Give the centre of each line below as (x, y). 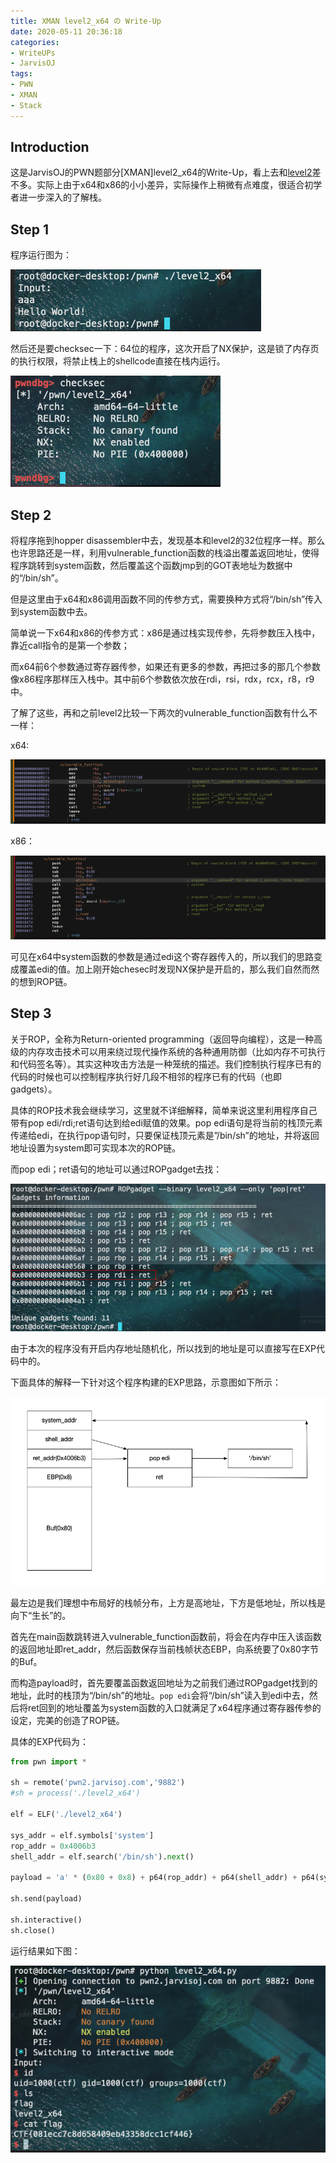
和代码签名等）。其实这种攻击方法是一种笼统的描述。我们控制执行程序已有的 (166, 1064)
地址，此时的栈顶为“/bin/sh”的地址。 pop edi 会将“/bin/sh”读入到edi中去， (160, 1695)
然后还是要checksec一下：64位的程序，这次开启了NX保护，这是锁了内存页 (165, 349)
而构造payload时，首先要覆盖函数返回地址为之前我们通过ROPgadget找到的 (164, 1682)
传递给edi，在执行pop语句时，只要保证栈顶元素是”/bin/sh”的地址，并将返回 (165, 1135)
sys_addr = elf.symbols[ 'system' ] (82, 1835)
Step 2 (31, 515)
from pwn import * (48, 1761)
